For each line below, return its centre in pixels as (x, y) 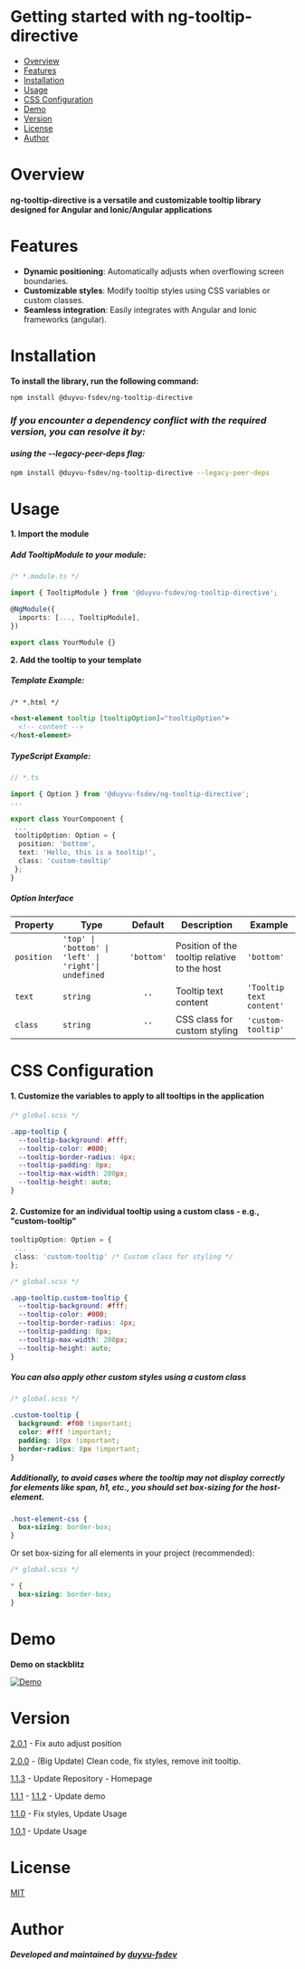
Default (148, 925)
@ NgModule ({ (33, 609)
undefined (84, 975)
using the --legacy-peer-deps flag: (78, 453)
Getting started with (87, 17)
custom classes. (54, 300)
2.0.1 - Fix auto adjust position (66, 1743)
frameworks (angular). (65, 319)
